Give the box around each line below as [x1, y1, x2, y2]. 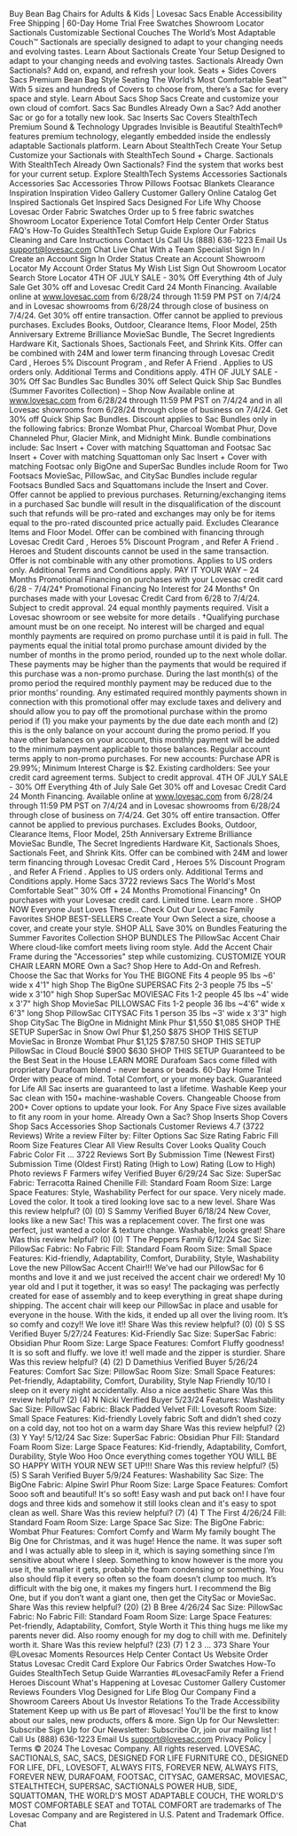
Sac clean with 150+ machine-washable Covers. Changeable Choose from [9, 1092, 281, 1103]
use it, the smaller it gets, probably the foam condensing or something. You [9, 1564, 284, 1574]
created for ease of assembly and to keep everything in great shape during [9, 1291, 284, 1301]
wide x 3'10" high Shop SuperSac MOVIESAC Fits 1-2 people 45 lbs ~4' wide [9, 989, 290, 999]
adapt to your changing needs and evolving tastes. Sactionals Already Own [9, 56, 284, 66]
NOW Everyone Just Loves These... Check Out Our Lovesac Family [9, 904, 254, 914]
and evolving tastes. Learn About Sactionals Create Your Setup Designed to [9, 46, 285, 57]
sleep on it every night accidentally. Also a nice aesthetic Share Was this [9, 1385, 273, 1395]
